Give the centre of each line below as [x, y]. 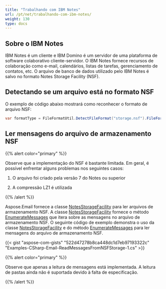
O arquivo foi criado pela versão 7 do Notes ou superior [69, 178]
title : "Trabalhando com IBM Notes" [43, 10]
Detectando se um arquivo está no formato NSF [80, 92]
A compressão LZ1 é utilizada [42, 187]
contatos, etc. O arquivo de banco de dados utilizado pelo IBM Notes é [77, 71]
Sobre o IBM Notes [34, 43]
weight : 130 [17, 19]
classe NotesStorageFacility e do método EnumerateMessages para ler [77, 228]
